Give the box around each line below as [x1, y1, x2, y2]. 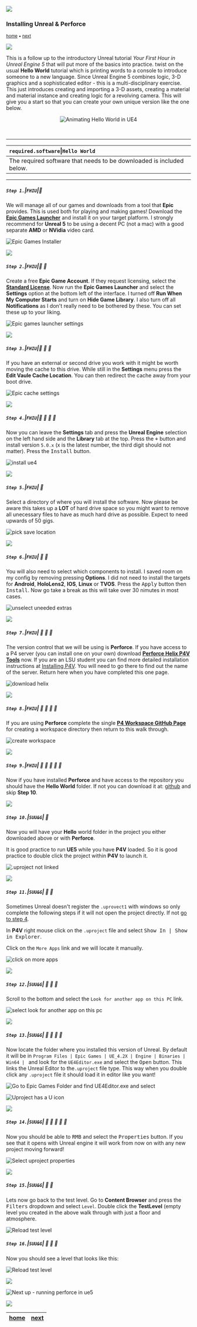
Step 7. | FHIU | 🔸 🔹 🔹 [6, 628, 53, 636]
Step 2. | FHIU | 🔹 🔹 [6, 262, 47, 270]
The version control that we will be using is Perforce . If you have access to [6, 644, 187, 651]
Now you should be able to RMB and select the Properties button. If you [6, 1133, 184, 1140]
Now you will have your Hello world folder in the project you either [6, 828, 167, 835]
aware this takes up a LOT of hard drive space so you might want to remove [6, 505, 189, 512]
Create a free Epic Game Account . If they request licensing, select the [6, 277, 176, 285]
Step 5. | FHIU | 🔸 [6, 483, 44, 491]
